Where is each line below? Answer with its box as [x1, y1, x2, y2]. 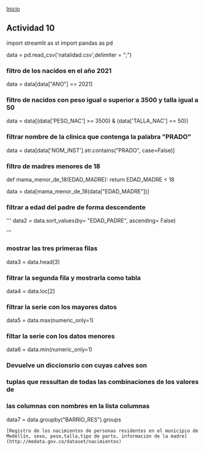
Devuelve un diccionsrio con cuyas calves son [6, 361, 147, 370]
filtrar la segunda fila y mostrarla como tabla [6, 273, 141, 282]
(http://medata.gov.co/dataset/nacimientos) [6, 438, 122, 444]
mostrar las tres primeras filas [6, 244, 98, 253]
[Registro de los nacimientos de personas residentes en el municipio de [6, 428, 199, 434]
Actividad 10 [6, 23, 55, 33]
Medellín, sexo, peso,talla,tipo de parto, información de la [6, 433, 168, 439]
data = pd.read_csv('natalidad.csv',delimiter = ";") [6, 51, 132, 58]
